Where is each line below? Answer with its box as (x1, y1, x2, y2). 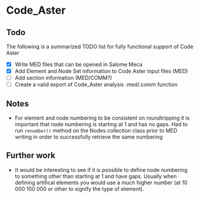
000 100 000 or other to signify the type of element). (14, 185, 144, 192)
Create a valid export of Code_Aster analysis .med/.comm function (14, 81, 178, 88)
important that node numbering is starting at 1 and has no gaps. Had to (14, 121, 188, 128)
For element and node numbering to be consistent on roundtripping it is (14, 114, 190, 122)
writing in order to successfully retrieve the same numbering (14, 133, 163, 140)
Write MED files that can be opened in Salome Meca (14, 61, 143, 68)
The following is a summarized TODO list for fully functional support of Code (6, 43, 194, 50)
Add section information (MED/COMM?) (14, 74, 112, 81)
